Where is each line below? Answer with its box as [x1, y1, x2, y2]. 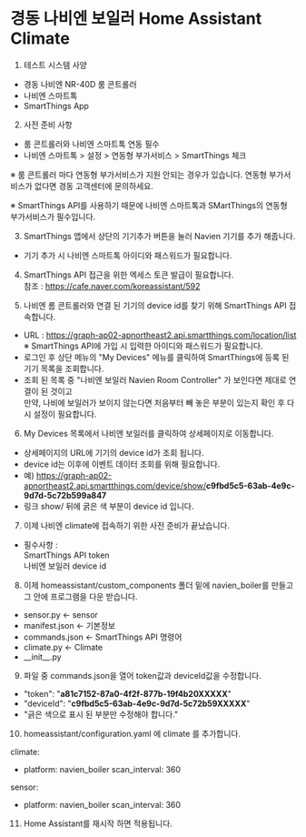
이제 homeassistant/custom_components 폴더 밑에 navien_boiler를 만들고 [23, 580, 294, 590]
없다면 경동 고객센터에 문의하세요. [34, 180, 153, 191]
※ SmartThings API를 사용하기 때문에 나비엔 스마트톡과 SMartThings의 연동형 [10, 199, 289, 210]
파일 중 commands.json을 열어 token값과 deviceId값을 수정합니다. [23, 670, 262, 681]
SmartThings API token [23, 550, 110, 560]
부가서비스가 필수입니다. [10, 211, 96, 222]
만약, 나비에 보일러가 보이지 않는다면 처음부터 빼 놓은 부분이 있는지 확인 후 [23, 397, 285, 408]
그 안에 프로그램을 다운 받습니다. [23, 590, 138, 601]
